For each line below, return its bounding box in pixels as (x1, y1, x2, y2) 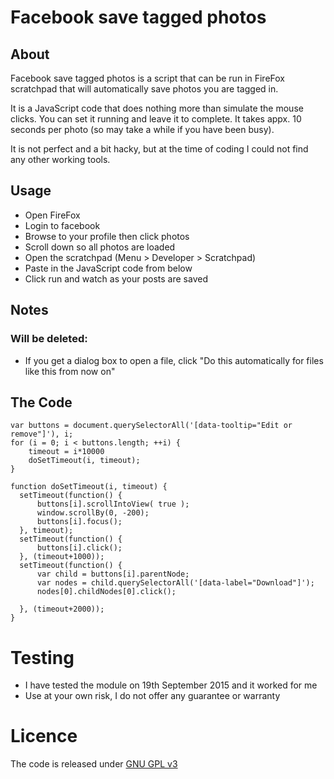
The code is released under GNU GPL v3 (10, 758, 178, 770)
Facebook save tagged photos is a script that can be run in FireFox (10, 72, 285, 84)
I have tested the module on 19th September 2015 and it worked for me (24, 679, 318, 691)
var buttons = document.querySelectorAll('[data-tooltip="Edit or (10, 421, 293, 431)
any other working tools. (10, 154, 111, 165)
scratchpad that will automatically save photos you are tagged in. (10, 83, 279, 95)
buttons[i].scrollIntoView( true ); (36, 499, 190, 510)
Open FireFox (24, 209, 81, 221)
